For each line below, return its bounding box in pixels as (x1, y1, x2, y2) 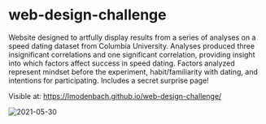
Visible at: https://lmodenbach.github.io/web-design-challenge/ (8, 91, 222, 100)
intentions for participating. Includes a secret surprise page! (8, 75, 209, 85)
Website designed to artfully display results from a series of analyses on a (8, 32, 256, 42)
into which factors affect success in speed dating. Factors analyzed (8, 58, 235, 68)
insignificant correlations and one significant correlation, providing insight (8, 49, 255, 59)
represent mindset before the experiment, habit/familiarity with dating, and (8, 66, 259, 76)
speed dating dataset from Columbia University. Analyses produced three (8, 41, 255, 50)
